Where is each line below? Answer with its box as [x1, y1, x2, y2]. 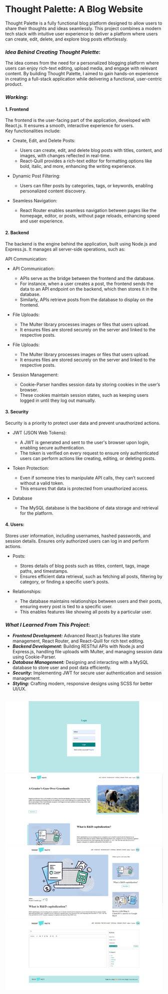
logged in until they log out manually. [19, 397, 96, 403]
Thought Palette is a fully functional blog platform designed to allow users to [5, 20, 162, 26]
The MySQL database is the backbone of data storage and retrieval [19, 505, 159, 511]
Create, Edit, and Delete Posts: [12, 138, 76, 144]
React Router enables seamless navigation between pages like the [19, 207, 156, 213]
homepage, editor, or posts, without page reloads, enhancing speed [19, 213, 160, 219]
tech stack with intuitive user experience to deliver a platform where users [5, 31, 158, 37]
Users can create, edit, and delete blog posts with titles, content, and [19, 147, 162, 153]
